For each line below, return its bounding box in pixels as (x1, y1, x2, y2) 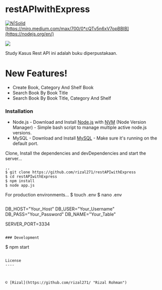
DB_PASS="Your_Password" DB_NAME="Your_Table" (5, 211, 116, 217)
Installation (5, 107, 34, 114)
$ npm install (5, 179, 35, 184)
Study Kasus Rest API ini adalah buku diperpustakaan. (5, 50, 117, 56)
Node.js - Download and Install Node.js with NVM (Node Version (12, 119, 146, 125)
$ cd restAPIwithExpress (5, 174, 57, 179)
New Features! (5, 68, 68, 79)
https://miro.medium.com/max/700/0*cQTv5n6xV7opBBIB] (7, 25, 129, 31)
